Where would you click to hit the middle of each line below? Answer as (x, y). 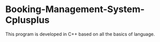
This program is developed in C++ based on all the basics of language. (80, 34)
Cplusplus (27, 20)
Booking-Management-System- (75, 9)
